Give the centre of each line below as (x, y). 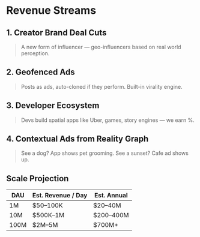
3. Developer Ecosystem (53, 106)
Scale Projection (38, 178)
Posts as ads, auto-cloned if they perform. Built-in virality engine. (102, 86)
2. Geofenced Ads (41, 72)
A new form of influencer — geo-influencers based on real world (101, 47)
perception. (35, 53)
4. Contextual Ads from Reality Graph (77, 139)
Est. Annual (111, 196)
